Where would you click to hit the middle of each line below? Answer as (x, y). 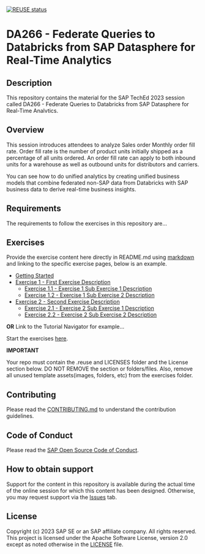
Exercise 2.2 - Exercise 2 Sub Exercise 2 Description (91, 315)
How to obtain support (50, 469)
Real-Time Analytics (59, 60)
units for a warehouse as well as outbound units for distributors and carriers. (103, 164)
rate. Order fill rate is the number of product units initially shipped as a (95, 151)
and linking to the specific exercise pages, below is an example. (87, 264)
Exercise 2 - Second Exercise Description (68, 302)
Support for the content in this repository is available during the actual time (101, 484)
